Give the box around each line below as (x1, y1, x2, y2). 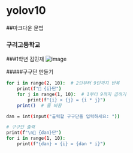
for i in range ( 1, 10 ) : (6, 136, 66, 142)
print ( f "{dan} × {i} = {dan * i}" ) (17, 141, 106, 147)
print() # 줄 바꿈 (17, 103, 62, 109)
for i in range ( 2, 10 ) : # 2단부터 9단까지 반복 (6, 80, 120, 86)
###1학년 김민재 (6, 55, 44, 63)
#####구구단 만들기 (6, 68, 54, 76)
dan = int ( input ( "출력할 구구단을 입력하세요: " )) (6, 113, 120, 119)
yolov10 (6, 4, 46, 17)
